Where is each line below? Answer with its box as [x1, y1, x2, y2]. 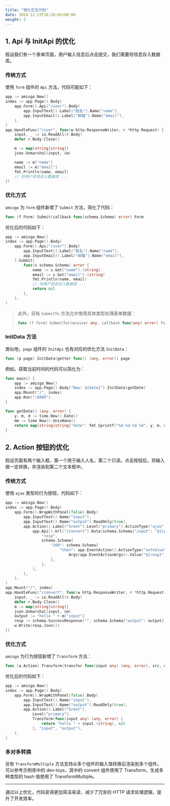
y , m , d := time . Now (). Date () [14, 413, 78, 418]
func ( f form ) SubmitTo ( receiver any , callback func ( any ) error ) [17, 320, 158, 326]
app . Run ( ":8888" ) [14, 395, 51, 400]
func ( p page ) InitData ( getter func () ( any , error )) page [5, 356, 130, 361]
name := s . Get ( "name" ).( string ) [32, 267, 101, 272]
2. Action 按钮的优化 [5, 443, 69, 452]
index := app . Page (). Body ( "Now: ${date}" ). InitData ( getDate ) [14, 385, 146, 391]
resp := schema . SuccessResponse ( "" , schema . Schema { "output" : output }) [14, 618, 166, 624]
